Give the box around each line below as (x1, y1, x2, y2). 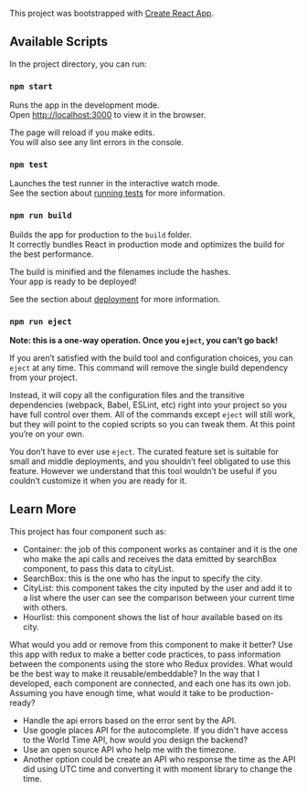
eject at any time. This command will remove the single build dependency (9, 363, 289, 373)
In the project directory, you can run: (9, 58, 147, 69)
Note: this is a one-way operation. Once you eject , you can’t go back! (9, 335, 279, 345)
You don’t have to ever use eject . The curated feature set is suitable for (9, 447, 279, 457)
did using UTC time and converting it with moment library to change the (22, 763, 292, 775)
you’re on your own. (9, 428, 85, 439)
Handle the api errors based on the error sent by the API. (22, 714, 238, 725)
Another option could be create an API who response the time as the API (22, 754, 296, 765)
